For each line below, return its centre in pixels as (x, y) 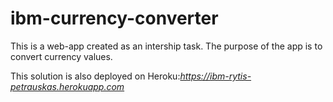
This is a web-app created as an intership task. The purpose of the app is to (166, 46)
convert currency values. (61, 56)
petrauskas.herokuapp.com (67, 86)
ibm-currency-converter (114, 18)
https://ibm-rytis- (215, 76)
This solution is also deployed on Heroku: (95, 76)
